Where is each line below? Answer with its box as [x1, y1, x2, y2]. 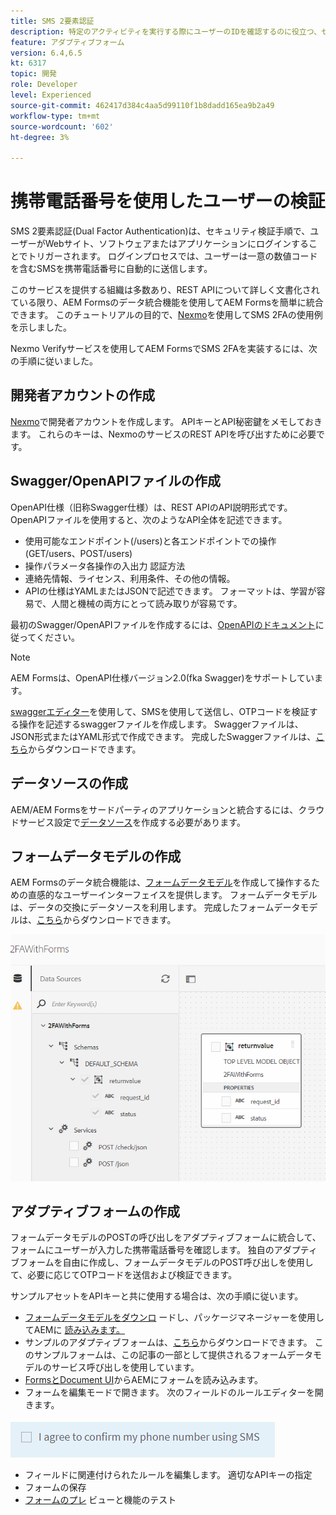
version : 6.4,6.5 [10, 48, 83, 58]
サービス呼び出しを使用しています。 [51, 1361, 200, 1374]
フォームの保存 [24, 1481, 87, 1494]
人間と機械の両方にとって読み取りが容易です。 [51, 597, 243, 609]
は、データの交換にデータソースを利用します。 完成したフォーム [10, 901, 275, 914]
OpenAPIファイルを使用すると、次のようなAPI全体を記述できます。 [10, 513, 288, 525]
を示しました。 [10, 321, 72, 334]
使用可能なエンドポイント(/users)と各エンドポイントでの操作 [24, 535, 277, 547]
